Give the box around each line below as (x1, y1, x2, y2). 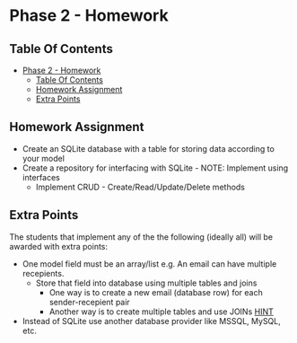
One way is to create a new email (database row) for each (48, 286, 263, 297)
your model (22, 153, 66, 163)
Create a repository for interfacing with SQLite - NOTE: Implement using (22, 163, 289, 173)
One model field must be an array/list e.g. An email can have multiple (22, 258, 277, 269)
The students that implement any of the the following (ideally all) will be (9, 231, 274, 242)
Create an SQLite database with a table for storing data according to (22, 143, 275, 154)
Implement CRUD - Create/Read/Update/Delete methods (35, 181, 245, 192)
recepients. (22, 268, 65, 278)
